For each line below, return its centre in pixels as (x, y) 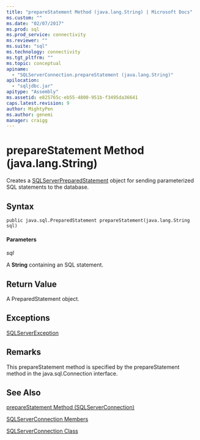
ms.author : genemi (30, 115)
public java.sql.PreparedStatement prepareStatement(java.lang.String (98, 221)
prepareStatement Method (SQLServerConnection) (70, 408)
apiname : (17, 69)
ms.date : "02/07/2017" (35, 23)
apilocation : (23, 80)
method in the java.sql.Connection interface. (62, 373)
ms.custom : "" (24, 18)
